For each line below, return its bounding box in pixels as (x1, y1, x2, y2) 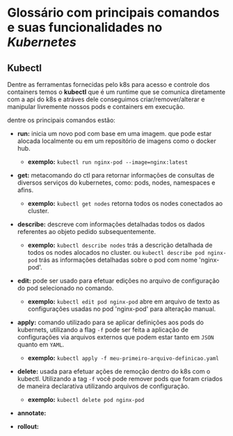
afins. (17, 186, 33, 194)
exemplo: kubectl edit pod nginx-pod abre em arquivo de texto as (27, 297, 220, 305)
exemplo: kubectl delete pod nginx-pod (27, 396, 145, 403)
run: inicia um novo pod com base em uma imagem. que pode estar (17, 130, 212, 137)
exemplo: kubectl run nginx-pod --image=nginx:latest (27, 158, 188, 166)
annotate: (17, 409, 47, 417)
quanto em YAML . (17, 340, 65, 349)
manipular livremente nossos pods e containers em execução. (7, 103, 186, 110)
